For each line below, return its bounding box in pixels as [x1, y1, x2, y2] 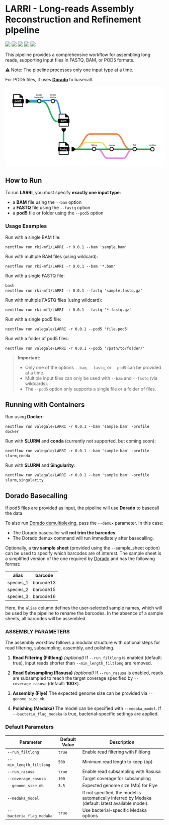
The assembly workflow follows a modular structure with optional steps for [5, 639, 160, 646]
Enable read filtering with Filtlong [82, 749, 151, 755]
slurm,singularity [5, 478, 44, 483]
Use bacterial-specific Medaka [82, 807, 147, 813]
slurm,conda [5, 454, 30, 459]
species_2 [7, 586, 29, 593]
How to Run [5, 176, 42, 185]
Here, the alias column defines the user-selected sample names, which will [5, 604, 162, 611]
